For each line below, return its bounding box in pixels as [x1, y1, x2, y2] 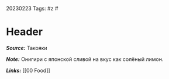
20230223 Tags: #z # [6, 5, 58, 12]
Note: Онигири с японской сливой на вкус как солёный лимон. [6, 55, 164, 63]
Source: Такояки [6, 44, 48, 51]
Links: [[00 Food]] [6, 67, 51, 74]
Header [6, 26, 43, 38]
